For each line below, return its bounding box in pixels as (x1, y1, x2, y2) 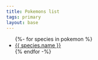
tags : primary (6, 14, 42, 20)
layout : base (6, 19, 39, 25)
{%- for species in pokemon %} (14, 36, 93, 43)
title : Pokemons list (6, 8, 60, 15)
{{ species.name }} (14, 42, 61, 49)
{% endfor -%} (14, 48, 52, 55)
